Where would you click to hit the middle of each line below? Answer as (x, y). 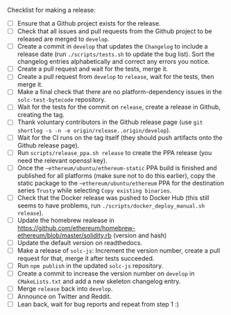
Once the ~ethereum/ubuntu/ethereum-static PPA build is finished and (117, 168)
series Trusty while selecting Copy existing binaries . (94, 190)
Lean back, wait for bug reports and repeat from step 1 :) (98, 305)
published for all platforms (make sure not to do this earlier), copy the (117, 175)
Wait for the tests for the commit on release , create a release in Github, (119, 107)
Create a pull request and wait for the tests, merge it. (93, 69)
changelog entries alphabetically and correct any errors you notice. (113, 62)
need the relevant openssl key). (62, 160)
